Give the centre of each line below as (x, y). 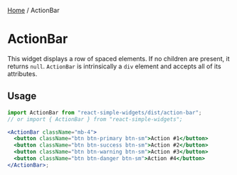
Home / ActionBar (33, 10)
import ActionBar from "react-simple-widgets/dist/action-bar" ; (105, 112)
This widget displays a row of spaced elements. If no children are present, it (118, 58)
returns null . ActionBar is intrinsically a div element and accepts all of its (115, 66)
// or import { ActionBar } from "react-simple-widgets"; (95, 119)
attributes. (22, 73)
